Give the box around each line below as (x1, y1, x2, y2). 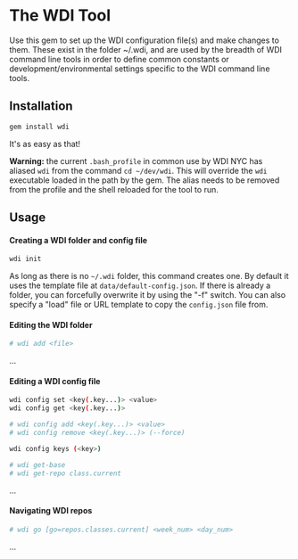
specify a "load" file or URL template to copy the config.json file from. (9, 300, 269, 310)
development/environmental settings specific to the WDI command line (9, 63, 270, 74)
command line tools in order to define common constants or (9, 53, 229, 64)
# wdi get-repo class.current (9, 469, 122, 478)
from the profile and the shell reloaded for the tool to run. (9, 184, 219, 194)
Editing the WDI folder (9, 319, 93, 330)
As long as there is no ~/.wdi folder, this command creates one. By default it (9, 271, 289, 282)
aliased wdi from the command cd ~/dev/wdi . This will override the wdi (9, 165, 268, 176)
